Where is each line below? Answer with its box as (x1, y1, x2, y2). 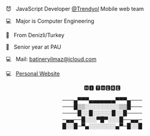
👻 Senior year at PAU (6, 43, 62, 51)
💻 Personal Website (6, 70, 60, 77)
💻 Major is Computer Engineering (6, 18, 94, 24)
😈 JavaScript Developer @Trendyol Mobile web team (6, 5, 144, 12)
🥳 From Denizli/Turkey (6, 32, 65, 38)
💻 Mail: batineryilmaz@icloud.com (6, 55, 97, 63)
